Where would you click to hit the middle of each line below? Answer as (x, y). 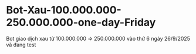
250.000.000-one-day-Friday (81, 22)
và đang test (21, 45)
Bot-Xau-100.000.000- (64, 10)
